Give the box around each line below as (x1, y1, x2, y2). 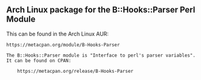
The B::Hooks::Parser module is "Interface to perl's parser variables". (6, 52, 196, 58)
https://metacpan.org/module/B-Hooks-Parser (6, 42, 120, 48)
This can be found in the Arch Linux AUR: (6, 30, 109, 37)
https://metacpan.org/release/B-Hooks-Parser (17, 68, 134, 74)
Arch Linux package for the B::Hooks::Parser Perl (6, 5, 196, 15)
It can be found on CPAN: (6, 57, 71, 64)
